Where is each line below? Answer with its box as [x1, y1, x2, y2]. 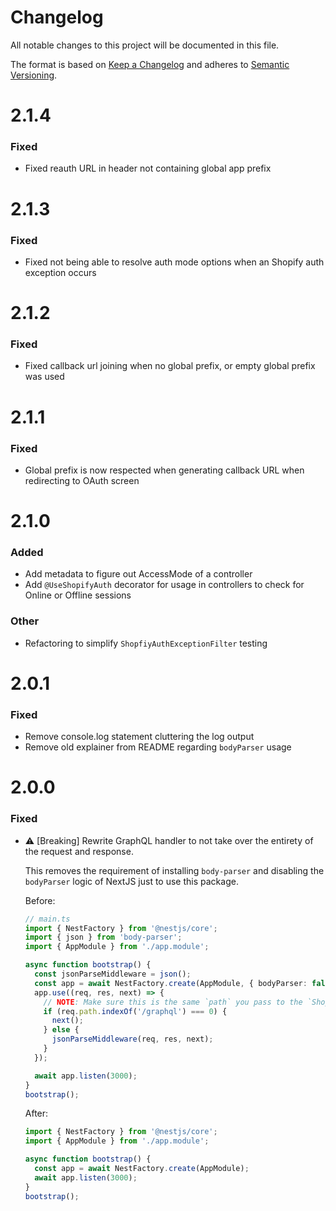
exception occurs [24, 266, 97, 278]
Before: [24, 894, 56, 906]
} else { [43, 1025, 80, 1035]
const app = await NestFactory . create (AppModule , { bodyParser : [34, 978, 308, 988]
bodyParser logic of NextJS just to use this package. [24, 875, 239, 887]
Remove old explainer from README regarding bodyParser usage [24, 741, 292, 753]
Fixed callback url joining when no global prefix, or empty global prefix [24, 360, 316, 372]
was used [24, 371, 65, 383]
